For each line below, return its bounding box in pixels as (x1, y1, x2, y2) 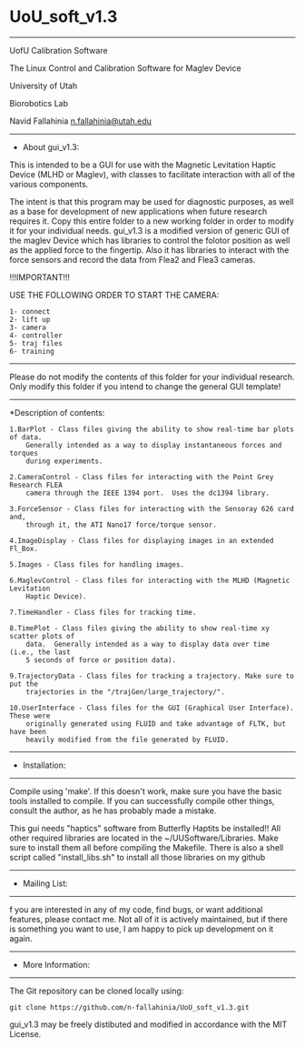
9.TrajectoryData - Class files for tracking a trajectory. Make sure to (9, 671, 295, 680)
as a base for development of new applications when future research (9, 206, 268, 216)
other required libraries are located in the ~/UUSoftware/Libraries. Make (9, 832, 279, 843)
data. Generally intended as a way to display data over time (25, 639, 271, 649)
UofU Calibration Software (9, 45, 108, 55)
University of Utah (9, 80, 78, 91)
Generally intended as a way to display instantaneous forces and (25, 440, 282, 449)
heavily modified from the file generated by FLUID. (25, 735, 230, 744)
